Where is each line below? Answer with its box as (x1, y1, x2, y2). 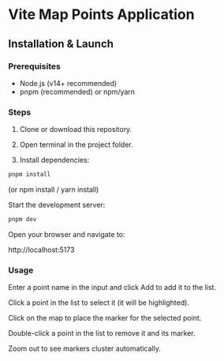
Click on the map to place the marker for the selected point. (8, 314, 202, 323)
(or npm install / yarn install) (8, 185, 99, 194)
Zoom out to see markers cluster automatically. (8, 344, 162, 353)
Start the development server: (8, 200, 106, 210)
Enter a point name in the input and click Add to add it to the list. (8, 283, 217, 292)
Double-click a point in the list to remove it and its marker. (8, 329, 196, 338)
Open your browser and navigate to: (8, 229, 125, 239)
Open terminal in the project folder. (19, 140, 134, 149)
